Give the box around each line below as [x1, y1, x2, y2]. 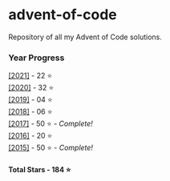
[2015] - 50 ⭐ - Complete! [8, 143, 94, 153]
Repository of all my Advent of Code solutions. [8, 32, 162, 42]
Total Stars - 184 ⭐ [8, 164, 71, 174]
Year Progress [8, 52, 65, 63]
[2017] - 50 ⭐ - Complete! [8, 119, 94, 129]
